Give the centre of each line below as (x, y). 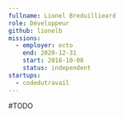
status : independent (57, 68)
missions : (25, 38)
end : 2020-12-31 (50, 53)
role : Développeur (39, 23)
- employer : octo (44, 46)
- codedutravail (42, 83)
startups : (25, 75)
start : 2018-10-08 (53, 61)
